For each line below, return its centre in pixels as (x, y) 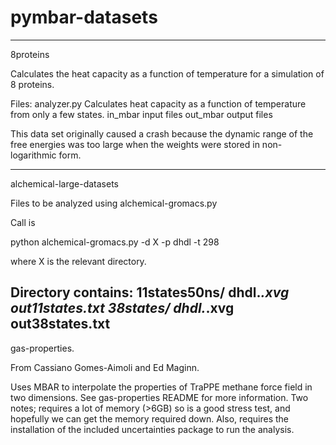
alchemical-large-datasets (64, 183)
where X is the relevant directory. (78, 261)
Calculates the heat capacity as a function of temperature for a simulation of (167, 73)
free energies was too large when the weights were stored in (135, 144)
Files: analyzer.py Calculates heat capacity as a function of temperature (158, 103)
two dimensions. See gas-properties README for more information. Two (159, 397)
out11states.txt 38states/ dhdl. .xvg (122, 308)
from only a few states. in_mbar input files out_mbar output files (141, 114)
